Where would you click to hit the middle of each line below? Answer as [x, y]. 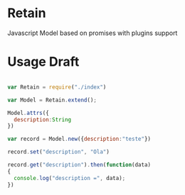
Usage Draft [43, 62]
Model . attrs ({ [28, 113]
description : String [43, 119]
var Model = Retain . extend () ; [52, 100]
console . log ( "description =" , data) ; [70, 178]
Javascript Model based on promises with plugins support [92, 33]
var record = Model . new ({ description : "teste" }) [79, 139]
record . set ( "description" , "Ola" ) [59, 152]
